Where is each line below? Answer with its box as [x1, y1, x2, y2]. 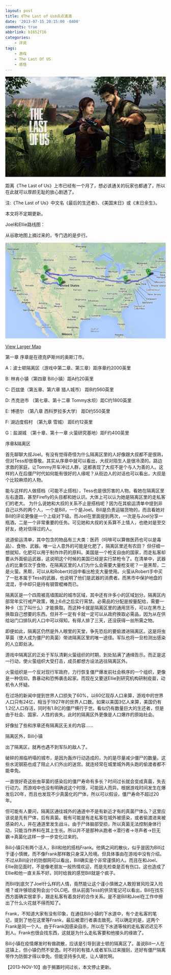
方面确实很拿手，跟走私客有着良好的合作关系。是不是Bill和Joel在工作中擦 [9, 894, 163, 900]
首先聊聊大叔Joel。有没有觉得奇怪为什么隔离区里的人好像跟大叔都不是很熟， [5, 451, 166, 457]
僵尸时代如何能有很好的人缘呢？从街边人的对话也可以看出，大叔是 [27, 471, 166, 477]
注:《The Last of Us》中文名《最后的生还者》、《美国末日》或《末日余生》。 [5, 200, 160, 206]
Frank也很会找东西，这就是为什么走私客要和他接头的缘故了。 [18, 930, 147, 936]
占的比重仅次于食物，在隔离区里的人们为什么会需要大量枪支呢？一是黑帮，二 [5, 562, 166, 568]
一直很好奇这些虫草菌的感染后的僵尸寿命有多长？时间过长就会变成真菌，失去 [5, 779, 166, 785]
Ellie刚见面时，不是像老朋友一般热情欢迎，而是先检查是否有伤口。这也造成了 [5, 864, 165, 870]
